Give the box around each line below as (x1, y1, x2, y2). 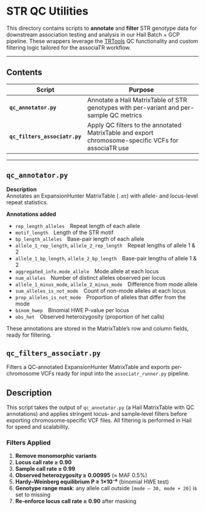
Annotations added (6, 210, 57, 218)
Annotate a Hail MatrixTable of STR (87, 96, 187, 104)
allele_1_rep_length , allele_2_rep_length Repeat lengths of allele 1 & (15, 241, 196, 249)
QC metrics (109, 111, 142, 120)
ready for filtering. (6, 331, 52, 338)
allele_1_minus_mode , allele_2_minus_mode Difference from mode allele (15, 281, 198, 288)
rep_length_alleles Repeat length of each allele (15, 222, 140, 229)
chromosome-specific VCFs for (87, 136, 179, 145)
